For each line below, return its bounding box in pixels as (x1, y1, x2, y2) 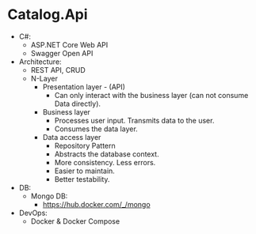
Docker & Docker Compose (30, 216, 120, 226)
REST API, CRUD (30, 65, 86, 74)
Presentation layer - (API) (42, 81, 126, 92)
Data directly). (54, 99, 101, 108)
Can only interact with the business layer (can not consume (54, 90, 249, 100)
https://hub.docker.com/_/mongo (42, 199, 151, 209)
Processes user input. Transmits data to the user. (54, 115, 215, 125)
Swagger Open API (30, 48, 94, 58)
